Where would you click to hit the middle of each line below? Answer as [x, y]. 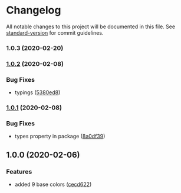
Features [19, 171]
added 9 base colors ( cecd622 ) [53, 184]
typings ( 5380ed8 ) [37, 92]
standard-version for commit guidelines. [55, 32]
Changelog [34, 10]
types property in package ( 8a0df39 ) [60, 137]
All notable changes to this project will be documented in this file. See [91, 26]
